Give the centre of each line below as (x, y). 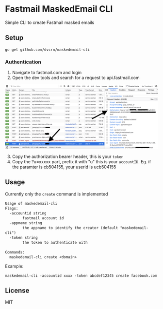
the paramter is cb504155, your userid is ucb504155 (64, 167)
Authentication (23, 62)
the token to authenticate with (55, 242)
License (17, 290)
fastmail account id (43, 218)
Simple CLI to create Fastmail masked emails (50, 22)
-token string (24, 237)
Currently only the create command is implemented (57, 194)
